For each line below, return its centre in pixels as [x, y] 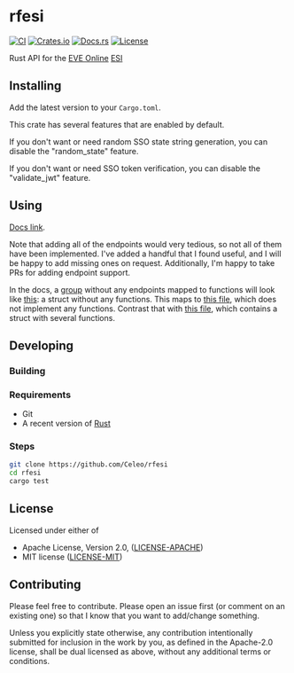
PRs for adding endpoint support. [70, 272]
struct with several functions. [62, 317]
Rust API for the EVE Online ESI [66, 58]
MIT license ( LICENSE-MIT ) [72, 557]
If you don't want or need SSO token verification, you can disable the [135, 168]
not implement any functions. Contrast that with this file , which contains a [143, 309]
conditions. [30, 661]
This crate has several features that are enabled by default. [117, 124]
